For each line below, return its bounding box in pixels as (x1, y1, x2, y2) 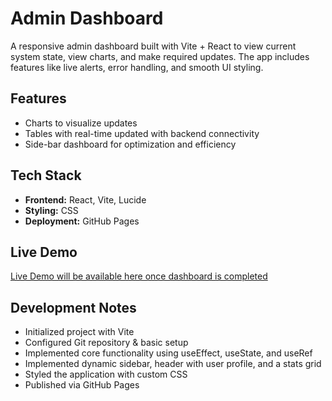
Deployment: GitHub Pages (24, 215, 140, 227)
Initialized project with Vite (24, 326, 135, 338)
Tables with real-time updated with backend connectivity (24, 127, 260, 139)
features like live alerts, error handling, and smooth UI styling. (10, 61, 264, 73)
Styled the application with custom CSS (24, 368, 188, 381)
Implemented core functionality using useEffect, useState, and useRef (24, 347, 313, 359)
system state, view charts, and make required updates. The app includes (10, 50, 310, 62)
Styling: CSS (24, 204, 79, 216)
